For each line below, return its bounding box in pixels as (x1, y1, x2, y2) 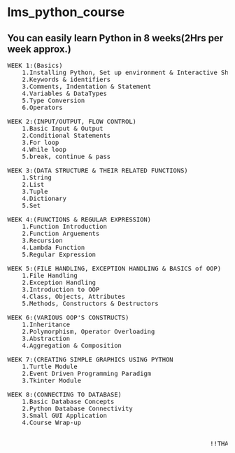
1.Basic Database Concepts (22, 398, 115, 405)
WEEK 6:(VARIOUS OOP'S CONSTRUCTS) (7, 314, 129, 321)
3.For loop (22, 139, 59, 146)
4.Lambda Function (22, 244, 85, 251)
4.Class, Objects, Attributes (22, 293, 126, 300)
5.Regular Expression (22, 251, 97, 258)
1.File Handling (22, 272, 78, 279)
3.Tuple (22, 188, 48, 195)
